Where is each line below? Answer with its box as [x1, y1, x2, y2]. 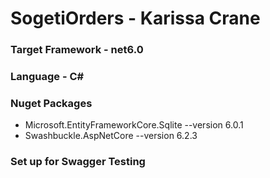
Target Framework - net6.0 [10, 43, 144, 57]
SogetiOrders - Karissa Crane [10, 7, 261, 30]
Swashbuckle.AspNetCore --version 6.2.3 [24, 130, 198, 142]
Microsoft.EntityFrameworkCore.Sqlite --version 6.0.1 [24, 119, 244, 131]
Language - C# [10, 70, 85, 84]
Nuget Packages [10, 96, 93, 110]
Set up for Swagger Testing [10, 155, 146, 169]
